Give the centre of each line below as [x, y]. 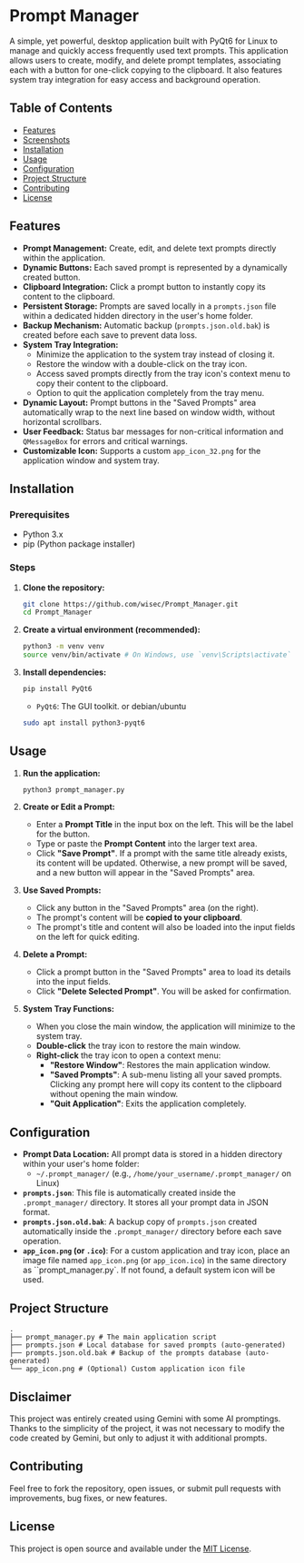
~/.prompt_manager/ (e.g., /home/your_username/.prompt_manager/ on [164, 1173]
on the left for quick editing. [88, 937]
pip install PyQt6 [57, 689]
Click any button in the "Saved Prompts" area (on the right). [147, 908]
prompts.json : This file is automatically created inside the [129, 1193]
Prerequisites [39, 514]
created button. [51, 277]
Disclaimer [40, 1396]
